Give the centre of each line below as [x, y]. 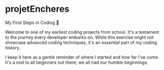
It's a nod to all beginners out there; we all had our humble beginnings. [77, 62]
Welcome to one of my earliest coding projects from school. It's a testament [82, 32]
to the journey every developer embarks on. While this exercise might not [80, 37]
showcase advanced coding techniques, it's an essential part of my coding [81, 42]
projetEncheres [37, 9]
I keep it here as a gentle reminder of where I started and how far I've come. [82, 57]
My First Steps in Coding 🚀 [32, 23]
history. [13, 47]
